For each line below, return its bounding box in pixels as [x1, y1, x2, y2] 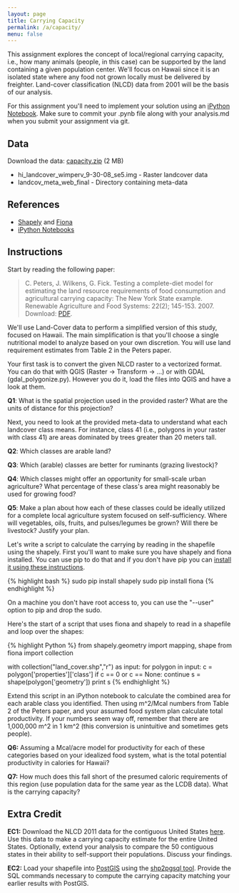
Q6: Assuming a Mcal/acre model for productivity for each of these [7, 743, 205, 752]
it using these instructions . [7, 562, 86, 572]
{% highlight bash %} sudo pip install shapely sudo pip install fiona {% [7, 577, 215, 585]
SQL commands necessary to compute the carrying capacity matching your [7, 871, 230, 879]
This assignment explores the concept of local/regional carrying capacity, [7, 50, 225, 59]
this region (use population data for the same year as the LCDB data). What [7, 779, 228, 788]
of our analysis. [7, 88, 53, 96]
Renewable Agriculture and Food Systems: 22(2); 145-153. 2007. [24, 301, 215, 310]
